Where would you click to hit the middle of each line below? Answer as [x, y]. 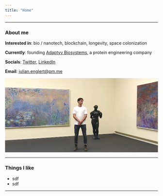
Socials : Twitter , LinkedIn [30, 62]
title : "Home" [19, 10]
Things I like [20, 168]
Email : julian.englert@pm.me [34, 71]
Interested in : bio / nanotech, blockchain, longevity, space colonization [76, 43]
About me [17, 33]
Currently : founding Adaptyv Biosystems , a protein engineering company [79, 52]
